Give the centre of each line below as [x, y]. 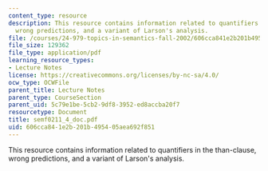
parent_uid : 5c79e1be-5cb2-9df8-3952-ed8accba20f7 [94, 105]
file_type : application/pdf [55, 53]
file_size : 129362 [39, 46]
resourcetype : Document [48, 113]
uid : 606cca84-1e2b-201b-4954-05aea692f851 [82, 127]
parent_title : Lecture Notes [57, 90]
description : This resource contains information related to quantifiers [134, 23]
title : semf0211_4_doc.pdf [53, 120]
